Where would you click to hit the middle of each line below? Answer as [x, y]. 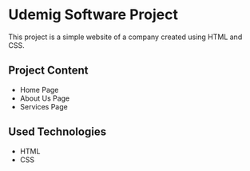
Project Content [48, 71]
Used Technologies [57, 132]
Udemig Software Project [93, 15]
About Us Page [45, 98]
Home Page [39, 89]
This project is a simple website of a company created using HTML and [125, 37]
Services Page [44, 106]
